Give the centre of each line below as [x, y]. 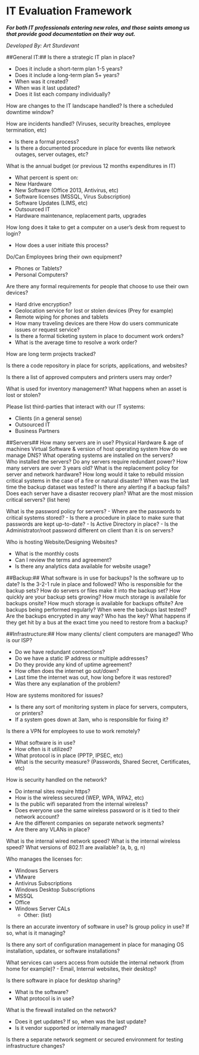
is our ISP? [19, 640]
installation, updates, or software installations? [63, 951]
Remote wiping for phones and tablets [62, 317]
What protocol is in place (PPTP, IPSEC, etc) [69, 755]
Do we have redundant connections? [60, 652]
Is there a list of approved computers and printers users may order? [89, 377]
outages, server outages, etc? [52, 154]
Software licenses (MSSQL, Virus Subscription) [73, 196]
